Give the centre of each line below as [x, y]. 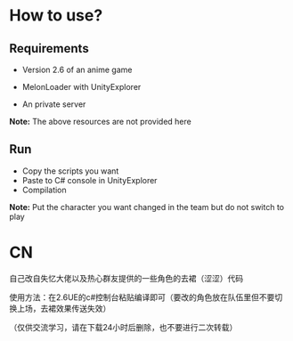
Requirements [49, 49]
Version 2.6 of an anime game [77, 69]
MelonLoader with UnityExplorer [81, 87]
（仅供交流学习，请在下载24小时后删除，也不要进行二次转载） [123, 327]
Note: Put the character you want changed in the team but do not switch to [147, 207]
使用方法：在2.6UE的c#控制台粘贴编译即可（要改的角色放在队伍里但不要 [142, 297]
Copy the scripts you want [70, 171]
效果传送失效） [83, 308]
